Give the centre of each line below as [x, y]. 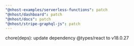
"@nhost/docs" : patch [28, 19]
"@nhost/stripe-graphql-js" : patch [43, 24]
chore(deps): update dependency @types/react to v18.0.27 [67, 38]
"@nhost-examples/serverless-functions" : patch [57, 10]
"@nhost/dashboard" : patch [34, 14]
